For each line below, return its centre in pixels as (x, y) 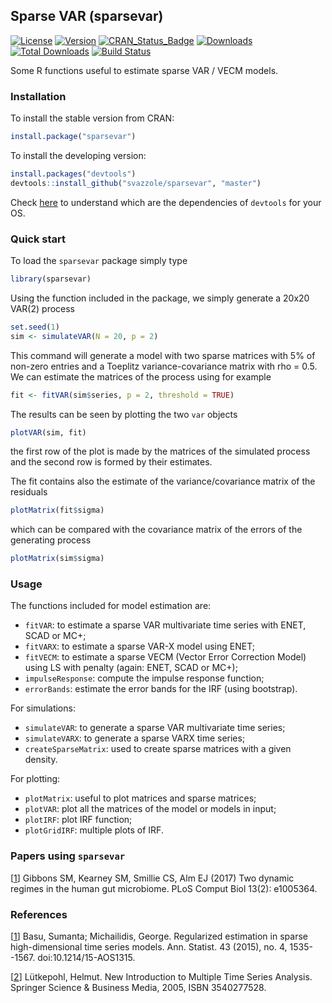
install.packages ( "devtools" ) (73, 174)
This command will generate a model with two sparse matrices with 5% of (163, 355)
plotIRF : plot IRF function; (78, 820)
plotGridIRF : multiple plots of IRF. (94, 830)
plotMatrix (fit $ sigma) (57, 510)
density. (41, 760)
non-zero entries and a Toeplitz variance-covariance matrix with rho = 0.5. (164, 366)
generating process (51, 540)
